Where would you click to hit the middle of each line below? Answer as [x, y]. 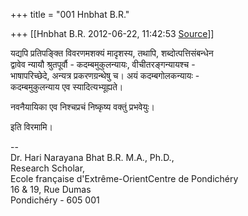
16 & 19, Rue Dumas [51, 189]
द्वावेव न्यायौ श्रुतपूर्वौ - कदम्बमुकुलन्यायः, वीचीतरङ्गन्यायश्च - [103, 64]
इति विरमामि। [31, 127]
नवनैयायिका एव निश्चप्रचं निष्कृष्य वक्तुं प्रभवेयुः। [82, 107]
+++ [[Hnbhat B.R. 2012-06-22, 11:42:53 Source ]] [112, 33]
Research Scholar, [48, 168]
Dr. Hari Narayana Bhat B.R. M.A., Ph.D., [92, 157]
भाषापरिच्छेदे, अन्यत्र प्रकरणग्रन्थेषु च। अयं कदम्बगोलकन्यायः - [105, 75]
